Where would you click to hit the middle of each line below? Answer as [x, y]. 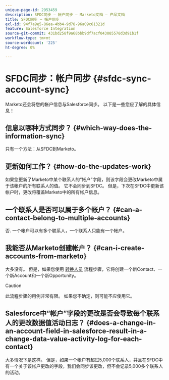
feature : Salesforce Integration [40, 29]
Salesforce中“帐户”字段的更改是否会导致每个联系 [82, 314]
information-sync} [35, 136]
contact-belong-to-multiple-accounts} [68, 218]
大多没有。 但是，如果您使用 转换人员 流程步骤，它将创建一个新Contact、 [81, 269]
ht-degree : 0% [20, 47]
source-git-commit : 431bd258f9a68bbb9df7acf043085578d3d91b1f [72, 33]
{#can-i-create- [119, 248]
